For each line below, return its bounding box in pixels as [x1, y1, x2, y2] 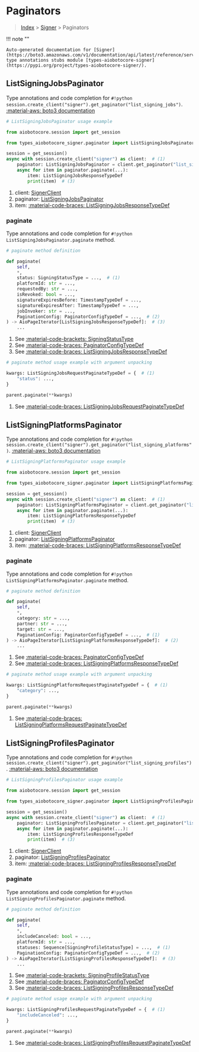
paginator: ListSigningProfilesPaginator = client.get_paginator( [17, 820, 184, 826]
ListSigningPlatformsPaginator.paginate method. [6, 576, 129, 583]
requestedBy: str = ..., [17, 286, 78, 292]
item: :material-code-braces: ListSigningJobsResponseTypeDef [14, 201, 170, 208]
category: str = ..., [17, 615, 70, 621]
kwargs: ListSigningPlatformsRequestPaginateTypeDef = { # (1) [6, 682, 168, 688]
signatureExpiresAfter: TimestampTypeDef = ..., [17, 302, 139, 308]
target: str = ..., [17, 626, 65, 632]
